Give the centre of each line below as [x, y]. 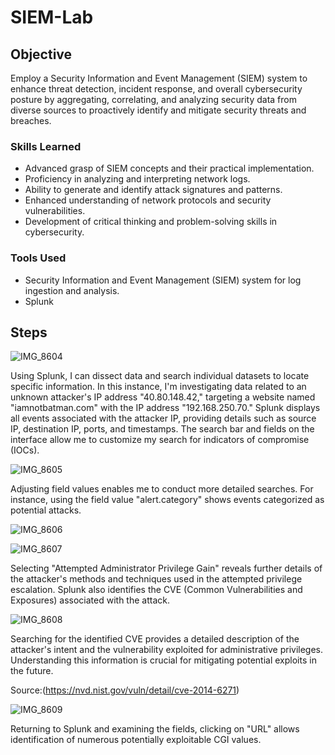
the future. [32, 671]
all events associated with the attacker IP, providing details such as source [163, 418]
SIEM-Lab [52, 17]
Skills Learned [46, 146]
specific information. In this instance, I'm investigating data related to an [158, 387]
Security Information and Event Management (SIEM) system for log [163, 280]
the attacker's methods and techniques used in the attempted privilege [156, 579]
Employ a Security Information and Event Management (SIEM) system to [159, 78]
